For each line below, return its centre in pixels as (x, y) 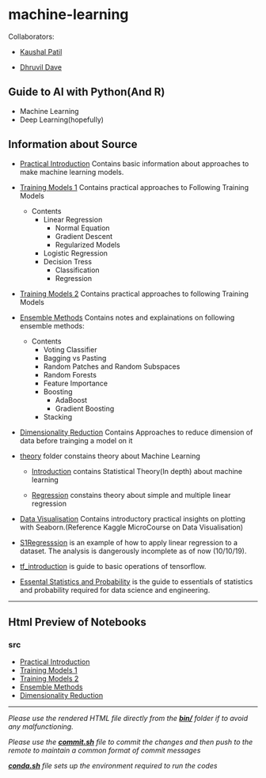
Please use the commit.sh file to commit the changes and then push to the (131, 742)
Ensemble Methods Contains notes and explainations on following (127, 317)
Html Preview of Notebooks (77, 622)
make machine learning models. (72, 172)
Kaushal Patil (41, 51)
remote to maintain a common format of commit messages (104, 750)
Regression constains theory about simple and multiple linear (131, 495)
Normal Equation (82, 228)
